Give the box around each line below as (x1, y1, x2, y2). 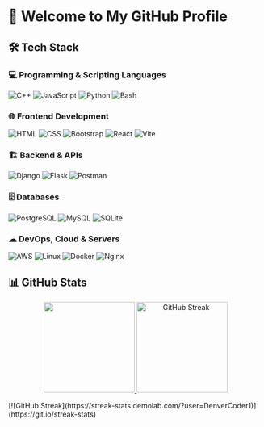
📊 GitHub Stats (8, 276, 87, 290)
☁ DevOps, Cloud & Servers (8, 233, 120, 245)
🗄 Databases (8, 191, 60, 203)
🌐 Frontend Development (8, 111, 109, 122)
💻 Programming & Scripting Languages (8, 69, 167, 80)
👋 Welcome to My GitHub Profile (8, 7, 228, 26)
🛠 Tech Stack (8, 40, 79, 54)
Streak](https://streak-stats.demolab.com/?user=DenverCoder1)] (40, 400, 257, 410)
